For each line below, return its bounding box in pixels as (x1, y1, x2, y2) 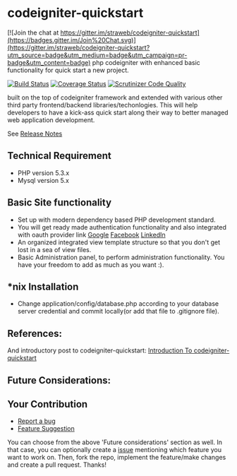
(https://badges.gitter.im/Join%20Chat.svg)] (7, 35, 136, 44)
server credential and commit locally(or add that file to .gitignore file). (17, 307, 220, 316)
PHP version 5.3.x (17, 168, 70, 177)
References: (7, 327, 62, 340)
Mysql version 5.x (17, 176, 69, 184)
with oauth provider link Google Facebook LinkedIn (17, 230, 166, 239)
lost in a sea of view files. (17, 245, 92, 254)
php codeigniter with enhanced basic (92, 58, 201, 66)
